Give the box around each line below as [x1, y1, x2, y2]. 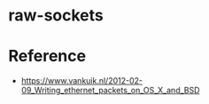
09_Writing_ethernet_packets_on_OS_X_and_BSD [20, 85, 200, 96]
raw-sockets [8, 5, 104, 26]
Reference [8, 46, 86, 67]
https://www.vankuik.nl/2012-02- [20, 76, 143, 86]
